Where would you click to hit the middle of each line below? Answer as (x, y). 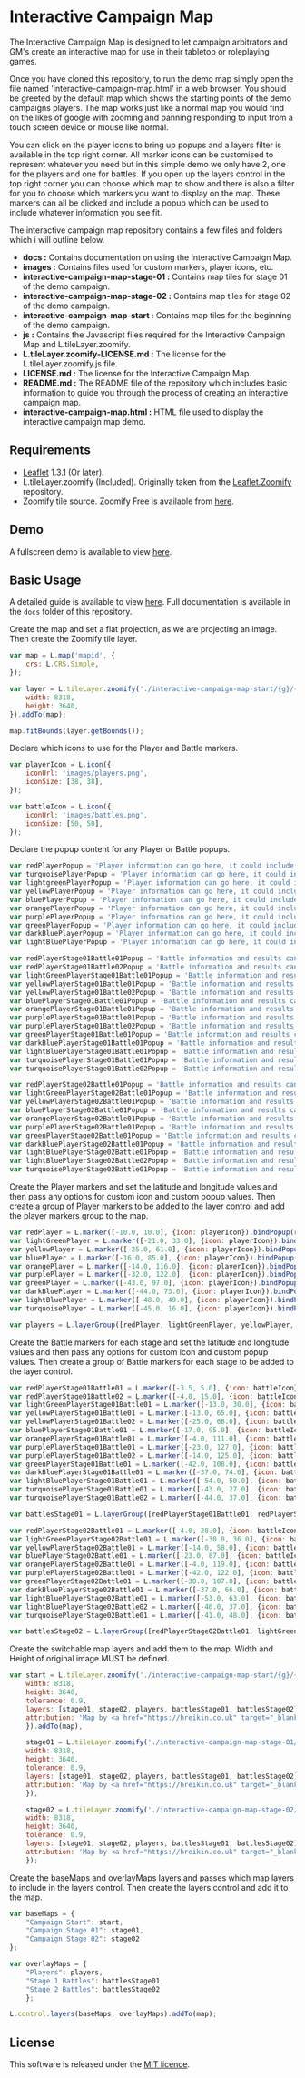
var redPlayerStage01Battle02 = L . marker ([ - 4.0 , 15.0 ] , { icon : (132, 1396)
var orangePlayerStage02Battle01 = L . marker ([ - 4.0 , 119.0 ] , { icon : (140, 1565)
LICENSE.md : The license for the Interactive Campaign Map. (137, 373)
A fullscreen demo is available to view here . (91, 551)
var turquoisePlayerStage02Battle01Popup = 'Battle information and (142, 1170)
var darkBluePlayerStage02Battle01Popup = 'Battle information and (140, 1144)
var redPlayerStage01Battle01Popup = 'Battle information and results (146, 959)
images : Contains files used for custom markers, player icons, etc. (148, 266)
